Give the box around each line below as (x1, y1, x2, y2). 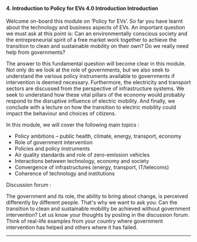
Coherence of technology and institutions (14, 170, 116, 177)
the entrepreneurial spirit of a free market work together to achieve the (6, 36, 177, 43)
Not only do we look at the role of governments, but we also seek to (6, 66, 170, 73)
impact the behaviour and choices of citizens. (6, 110, 116, 117)
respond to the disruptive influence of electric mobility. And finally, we (6, 97, 175, 105)
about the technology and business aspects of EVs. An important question (6, 24, 186, 31)
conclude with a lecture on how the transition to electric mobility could (6, 104, 176, 111)
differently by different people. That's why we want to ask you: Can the (6, 199, 178, 206)
